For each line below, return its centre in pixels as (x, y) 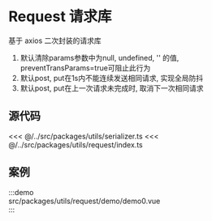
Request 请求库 (60, 17)
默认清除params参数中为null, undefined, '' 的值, (100, 57)
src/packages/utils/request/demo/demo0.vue (84, 201)
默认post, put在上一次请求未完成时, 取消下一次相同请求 (112, 88)
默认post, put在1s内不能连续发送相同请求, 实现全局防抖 (112, 78)
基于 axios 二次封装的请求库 (55, 40)
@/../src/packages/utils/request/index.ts (76, 144)
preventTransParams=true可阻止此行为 (85, 68)
